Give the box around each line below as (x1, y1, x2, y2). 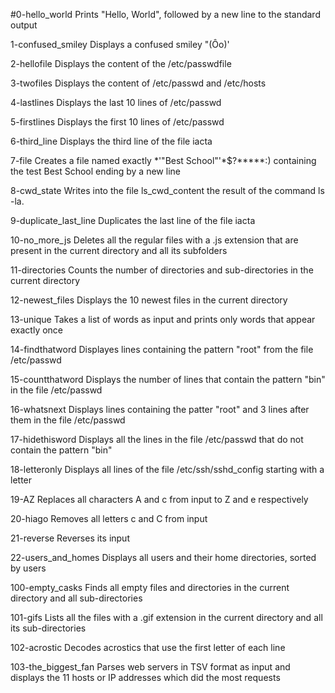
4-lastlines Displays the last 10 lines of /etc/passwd (10, 97, 222, 108)
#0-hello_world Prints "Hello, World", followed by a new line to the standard (10, 9, 321, 20)
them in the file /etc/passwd (10, 414, 126, 426)
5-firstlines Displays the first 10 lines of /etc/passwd (10, 116, 225, 128)
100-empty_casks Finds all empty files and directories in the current (10, 582, 290, 593)
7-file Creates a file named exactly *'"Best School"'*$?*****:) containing (10, 155, 317, 166)
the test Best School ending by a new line (10, 165, 181, 177)
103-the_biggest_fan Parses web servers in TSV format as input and (10, 661, 291, 673)
